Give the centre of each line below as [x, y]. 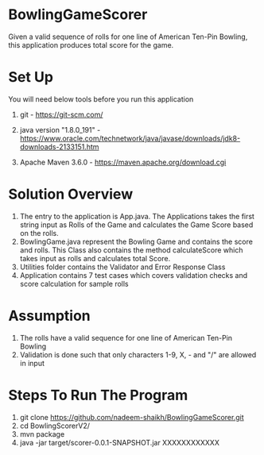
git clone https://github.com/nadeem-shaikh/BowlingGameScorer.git [132, 417]
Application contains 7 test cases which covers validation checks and [134, 275]
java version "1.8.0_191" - [60, 129]
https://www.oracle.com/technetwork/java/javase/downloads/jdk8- [130, 138]
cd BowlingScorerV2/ [54, 426]
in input [32, 363]
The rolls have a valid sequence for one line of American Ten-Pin [126, 337]
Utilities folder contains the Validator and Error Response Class [122, 267]
